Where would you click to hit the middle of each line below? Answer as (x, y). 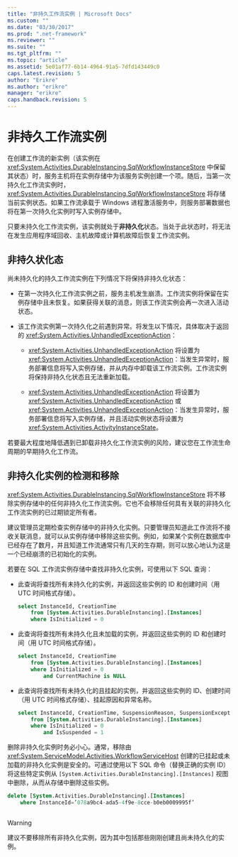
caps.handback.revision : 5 (47, 100)
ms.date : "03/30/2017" (41, 27)
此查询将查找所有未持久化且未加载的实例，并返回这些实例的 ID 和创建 (119, 634)
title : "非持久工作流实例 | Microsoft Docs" (70, 14)
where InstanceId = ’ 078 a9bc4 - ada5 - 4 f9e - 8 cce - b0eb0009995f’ (107, 803)
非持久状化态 (35, 260)
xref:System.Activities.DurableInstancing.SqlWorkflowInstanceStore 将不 (113, 494)
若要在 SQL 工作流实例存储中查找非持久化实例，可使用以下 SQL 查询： (110, 569)
